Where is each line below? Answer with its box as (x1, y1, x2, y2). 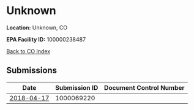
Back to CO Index (6, 47, 51, 55)
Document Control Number (103, 83, 185, 92)
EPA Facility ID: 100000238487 (6, 35, 86, 43)
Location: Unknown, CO (6, 24, 68, 31)
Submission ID (54, 83, 99, 92)
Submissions (6, 65, 57, 76)
